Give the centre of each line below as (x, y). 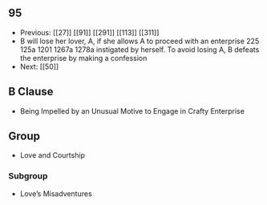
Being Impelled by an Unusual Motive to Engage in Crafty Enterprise (132, 111)
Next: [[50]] (39, 66)
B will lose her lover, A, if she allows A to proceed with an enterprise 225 (140, 41)
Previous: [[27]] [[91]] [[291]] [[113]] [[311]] (89, 32)
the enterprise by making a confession (83, 58)
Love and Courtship (53, 155)
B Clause (31, 92)
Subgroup (28, 176)
